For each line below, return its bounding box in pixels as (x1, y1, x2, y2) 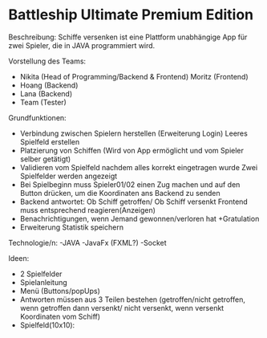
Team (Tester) (19, 97, 67, 107)
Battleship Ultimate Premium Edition (8, 6, 254, 24)
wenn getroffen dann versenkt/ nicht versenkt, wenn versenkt (19, 303, 225, 312)
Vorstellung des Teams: (8, 56, 87, 66)
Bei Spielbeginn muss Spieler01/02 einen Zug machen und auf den (19, 179, 241, 189)
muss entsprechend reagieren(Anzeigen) (19, 205, 156, 214)
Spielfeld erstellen (19, 136, 80, 146)
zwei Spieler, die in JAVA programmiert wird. (8, 40, 156, 50)
